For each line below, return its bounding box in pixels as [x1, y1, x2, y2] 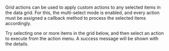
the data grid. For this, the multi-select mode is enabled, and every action [5, 10, 160, 16]
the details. [5, 41, 29, 47]
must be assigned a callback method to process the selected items [5, 15, 147, 21]
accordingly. [5, 20, 32, 26]
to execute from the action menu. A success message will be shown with [5, 35, 159, 41]
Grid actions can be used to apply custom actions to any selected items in [5, 5, 161, 10]
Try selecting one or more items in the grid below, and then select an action [5, 30, 164, 36]
